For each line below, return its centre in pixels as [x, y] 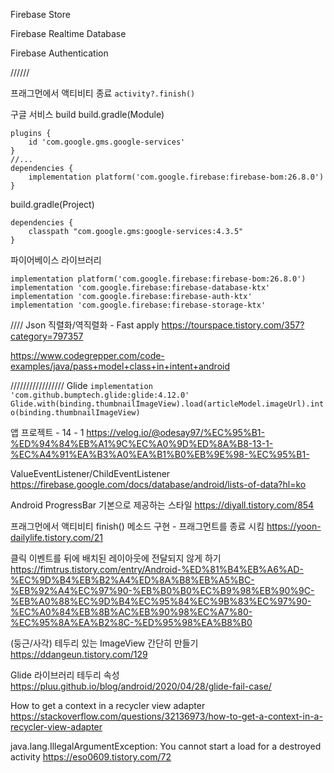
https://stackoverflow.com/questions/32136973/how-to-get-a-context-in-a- [166, 716]
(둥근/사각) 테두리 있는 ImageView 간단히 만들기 [104, 643]
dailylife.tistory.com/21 [56, 537]
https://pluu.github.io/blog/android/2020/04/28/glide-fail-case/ [141, 686]
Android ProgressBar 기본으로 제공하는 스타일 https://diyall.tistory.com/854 [162, 505]
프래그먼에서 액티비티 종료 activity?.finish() [103, 93]
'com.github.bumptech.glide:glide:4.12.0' [100, 395]
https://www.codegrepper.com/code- [87, 355]
